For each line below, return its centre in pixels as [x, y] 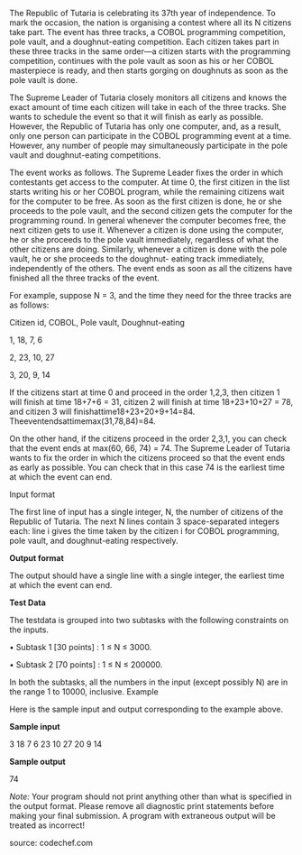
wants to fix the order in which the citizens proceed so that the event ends [147, 458]
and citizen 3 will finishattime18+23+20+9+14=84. [102, 411]
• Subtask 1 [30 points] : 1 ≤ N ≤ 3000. [81, 647]
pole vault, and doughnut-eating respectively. [94, 541]
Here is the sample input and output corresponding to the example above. [146, 709]
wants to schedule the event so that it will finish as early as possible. [137, 117]
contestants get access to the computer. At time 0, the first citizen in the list [150, 182]
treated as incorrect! [47, 825]
